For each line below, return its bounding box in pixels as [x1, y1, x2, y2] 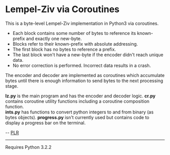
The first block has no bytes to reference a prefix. [12, 46, 116, 52]
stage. [5, 83, 19, 89]
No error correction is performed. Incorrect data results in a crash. [12, 62, 151, 68]
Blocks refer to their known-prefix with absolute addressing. [12, 41, 138, 47]
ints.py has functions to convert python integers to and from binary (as [5, 109, 154, 115]
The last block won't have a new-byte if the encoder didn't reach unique [12, 52, 163, 58]
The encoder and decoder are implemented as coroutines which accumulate [5, 72, 165, 78]
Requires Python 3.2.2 [5, 144, 52, 150]
